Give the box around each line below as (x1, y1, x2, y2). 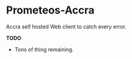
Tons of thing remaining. (14, 45, 74, 53)
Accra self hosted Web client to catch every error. (6, 23, 127, 30)
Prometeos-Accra (6, 4, 95, 17)
